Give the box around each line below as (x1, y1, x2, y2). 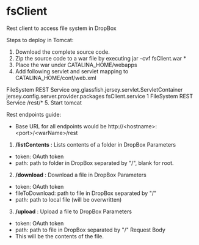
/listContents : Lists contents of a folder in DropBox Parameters (15, 141, 176, 148)
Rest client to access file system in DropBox (6, 24, 117, 32)
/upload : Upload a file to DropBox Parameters (15, 208, 132, 215)
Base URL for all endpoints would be (15, 122, 107, 130)
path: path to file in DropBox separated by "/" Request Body (15, 226, 166, 233)
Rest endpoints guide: (6, 111, 62, 118)
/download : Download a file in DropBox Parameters (15, 171, 147, 178)
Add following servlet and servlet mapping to (15, 67, 129, 75)
